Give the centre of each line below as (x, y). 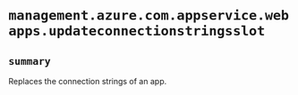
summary (30, 61)
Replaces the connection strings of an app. (88, 81)
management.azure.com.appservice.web (149, 16)
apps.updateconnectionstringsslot (137, 32)
